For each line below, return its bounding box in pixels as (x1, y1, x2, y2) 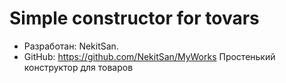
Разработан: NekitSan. (23, 40, 119, 52)
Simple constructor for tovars (9, 7, 260, 30)
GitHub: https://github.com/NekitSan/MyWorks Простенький (23, 50, 276, 62)
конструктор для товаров (23, 61, 134, 73)
